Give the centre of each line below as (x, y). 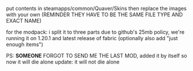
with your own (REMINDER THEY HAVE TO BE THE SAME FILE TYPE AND (94, 15)
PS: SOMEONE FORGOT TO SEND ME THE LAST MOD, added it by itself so (96, 56)
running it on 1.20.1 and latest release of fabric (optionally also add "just (92, 38)
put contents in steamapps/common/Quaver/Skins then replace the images (96, 8)
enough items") (25, 44)
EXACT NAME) (24, 21)
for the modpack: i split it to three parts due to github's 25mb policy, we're (95, 32)
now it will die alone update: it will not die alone (63, 62)
